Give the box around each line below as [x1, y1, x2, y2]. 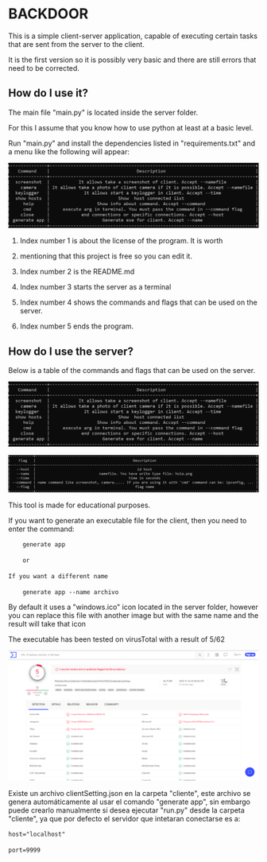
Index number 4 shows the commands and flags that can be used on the [19, 297, 258, 307]
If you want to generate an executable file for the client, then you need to [8, 516, 247, 526]
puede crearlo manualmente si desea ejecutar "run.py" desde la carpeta [8, 805, 245, 815]
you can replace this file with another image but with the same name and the [8, 611, 259, 620]
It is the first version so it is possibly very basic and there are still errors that [8, 55, 257, 64]
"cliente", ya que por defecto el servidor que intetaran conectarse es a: [8, 813, 241, 823]
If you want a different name [8, 573, 109, 580]
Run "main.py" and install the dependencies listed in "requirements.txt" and [8, 138, 256, 148]
